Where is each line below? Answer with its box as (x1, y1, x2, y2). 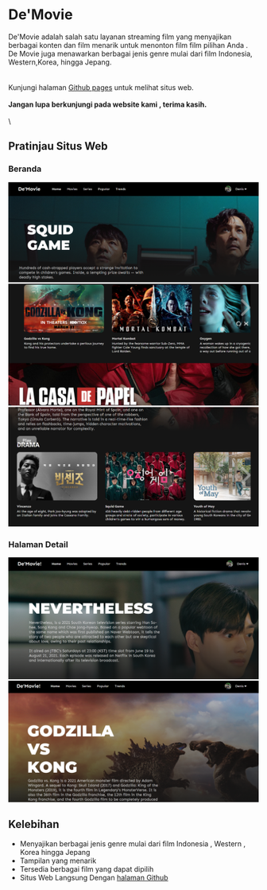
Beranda (8, 163, 42, 174)
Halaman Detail (8, 539, 69, 550)
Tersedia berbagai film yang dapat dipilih (19, 864, 154, 873)
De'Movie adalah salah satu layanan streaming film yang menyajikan (8, 32, 232, 41)
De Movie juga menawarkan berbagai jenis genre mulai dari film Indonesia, (8, 49, 253, 58)
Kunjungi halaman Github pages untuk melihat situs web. (8, 82, 195, 92)
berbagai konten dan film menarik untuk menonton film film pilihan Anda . (8, 40, 249, 49)
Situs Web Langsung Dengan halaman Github (19, 872, 168, 882)
